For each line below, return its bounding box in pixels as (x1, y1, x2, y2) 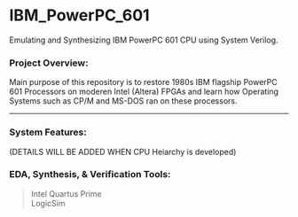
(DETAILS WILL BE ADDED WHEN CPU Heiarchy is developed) (9, 146, 237, 157)
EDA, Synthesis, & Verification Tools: (9, 168, 171, 181)
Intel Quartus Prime (30, 188, 102, 199)
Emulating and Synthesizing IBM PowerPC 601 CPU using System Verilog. (9, 35, 278, 45)
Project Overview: (9, 57, 89, 69)
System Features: (9, 126, 87, 138)
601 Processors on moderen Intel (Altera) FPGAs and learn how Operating (9, 86, 279, 97)
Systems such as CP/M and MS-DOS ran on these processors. (9, 96, 238, 106)
